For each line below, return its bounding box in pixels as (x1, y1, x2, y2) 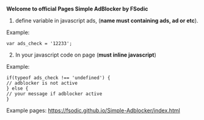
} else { (6, 85, 29, 91)
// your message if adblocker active (6, 91, 103, 97)
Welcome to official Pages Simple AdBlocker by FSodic (6, 5, 148, 12)
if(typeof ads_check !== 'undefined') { (6, 75, 111, 81)
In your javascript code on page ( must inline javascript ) (15, 51, 157, 58)
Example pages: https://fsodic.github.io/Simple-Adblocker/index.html (6, 107, 180, 114)
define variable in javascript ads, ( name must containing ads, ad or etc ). (15, 17, 199, 24)
